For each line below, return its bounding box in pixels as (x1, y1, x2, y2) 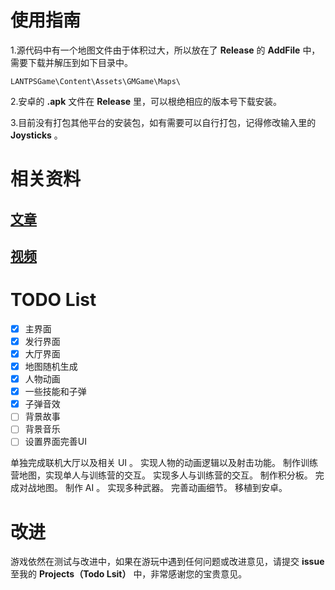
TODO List (10, 289, 97, 311)
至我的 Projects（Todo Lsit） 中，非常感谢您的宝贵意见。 (10, 568, 248, 580)
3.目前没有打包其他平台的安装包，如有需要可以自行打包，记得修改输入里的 (10, 116, 317, 128)
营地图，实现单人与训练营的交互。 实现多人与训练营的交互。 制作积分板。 (10, 469, 313, 481)
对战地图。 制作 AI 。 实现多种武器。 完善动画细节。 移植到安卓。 (18, 482, 288, 494)
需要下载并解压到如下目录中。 (10, 56, 133, 68)
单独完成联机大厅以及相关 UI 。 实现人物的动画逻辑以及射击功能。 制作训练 (10, 457, 318, 469)
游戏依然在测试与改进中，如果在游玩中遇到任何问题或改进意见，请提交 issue (10, 556, 325, 568)
